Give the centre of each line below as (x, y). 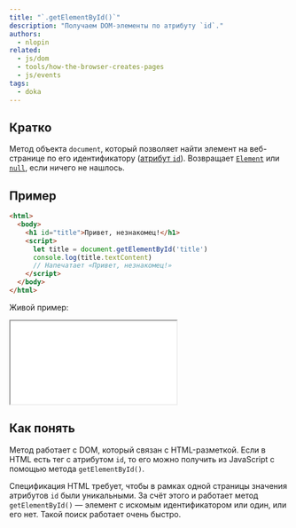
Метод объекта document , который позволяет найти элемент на (129, 149)
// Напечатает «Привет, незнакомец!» (102, 266)
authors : (25, 34)
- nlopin (33, 42)
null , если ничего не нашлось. (67, 168)
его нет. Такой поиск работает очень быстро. (95, 514)
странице (27, 158)
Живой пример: (39, 307)
